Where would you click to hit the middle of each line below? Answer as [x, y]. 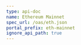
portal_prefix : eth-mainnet [41, 28]
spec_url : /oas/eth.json [37, 22]
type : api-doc [24, 11]
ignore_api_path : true [34, 33]
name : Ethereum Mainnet [35, 17]
